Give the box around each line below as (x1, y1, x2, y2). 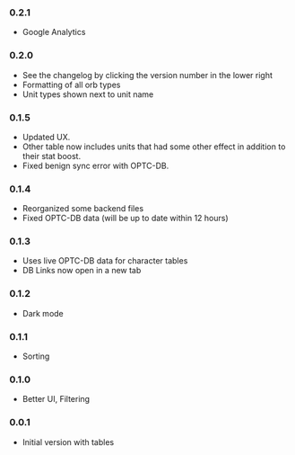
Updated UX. (22, 131, 71, 142)
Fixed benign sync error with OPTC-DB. (22, 160, 169, 171)
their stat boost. (22, 150, 82, 161)
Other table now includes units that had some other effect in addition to (22, 141, 286, 152)
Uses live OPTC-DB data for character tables (22, 255, 188, 266)
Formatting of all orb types (22, 79, 121, 90)
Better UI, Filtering (22, 394, 91, 405)
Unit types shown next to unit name (22, 88, 154, 100)
